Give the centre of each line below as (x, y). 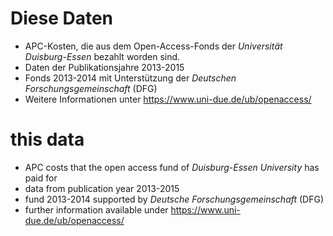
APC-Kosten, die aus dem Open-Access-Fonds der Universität (153, 46)
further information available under (96, 209)
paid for (41, 178)
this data (47, 139)
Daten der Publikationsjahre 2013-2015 (104, 67)
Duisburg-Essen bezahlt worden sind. (102, 56)
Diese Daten (62, 18)
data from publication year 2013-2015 (102, 188)
